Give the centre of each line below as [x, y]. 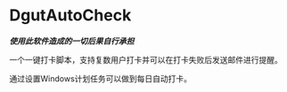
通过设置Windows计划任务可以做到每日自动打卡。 [101, 78]
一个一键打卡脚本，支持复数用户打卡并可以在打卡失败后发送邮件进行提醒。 [146, 59]
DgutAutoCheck [70, 15]
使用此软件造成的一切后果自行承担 [72, 41]
